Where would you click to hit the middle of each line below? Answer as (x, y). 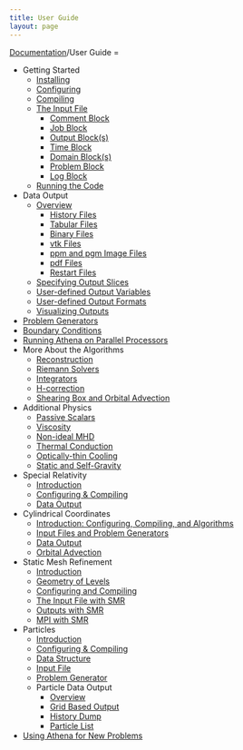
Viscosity (53, 427)
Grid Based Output (84, 706)
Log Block (68, 176)
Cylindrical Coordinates (66, 513)
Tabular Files (73, 224)
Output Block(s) (79, 137)
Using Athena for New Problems (83, 735)
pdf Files (66, 262)
